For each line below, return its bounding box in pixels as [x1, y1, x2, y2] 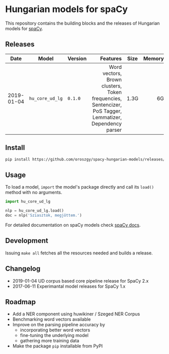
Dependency [91, 120, 122, 127]
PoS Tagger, [93, 107, 122, 114]
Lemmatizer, [92, 114, 122, 121]
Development [5, 236, 49, 245]
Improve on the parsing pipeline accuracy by [12, 322, 106, 328]
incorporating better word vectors [20, 327, 91, 333]
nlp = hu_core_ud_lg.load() [5, 208, 64, 213]
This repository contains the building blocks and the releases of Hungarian [5, 20, 160, 26]
